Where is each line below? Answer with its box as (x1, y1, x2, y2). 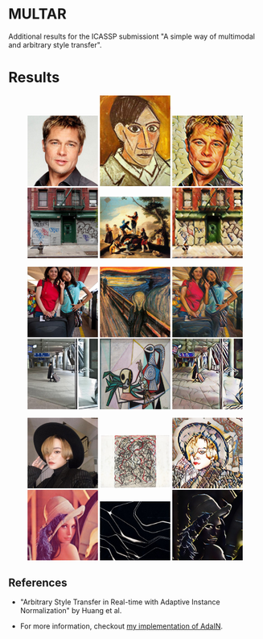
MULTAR (8, 5, 67, 23)
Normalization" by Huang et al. (19, 606, 122, 616)
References (8, 575, 68, 589)
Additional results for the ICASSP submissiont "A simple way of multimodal (8, 31, 256, 41)
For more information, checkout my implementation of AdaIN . (19, 621, 224, 631)
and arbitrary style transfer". (8, 39, 102, 49)
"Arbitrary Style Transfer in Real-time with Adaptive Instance (19, 597, 220, 607)
